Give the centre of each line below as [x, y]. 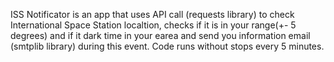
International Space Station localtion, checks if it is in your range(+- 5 [153, 25]
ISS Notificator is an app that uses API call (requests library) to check [152, 14]
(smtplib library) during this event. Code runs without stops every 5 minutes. [167, 46]
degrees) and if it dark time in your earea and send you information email [160, 35]
